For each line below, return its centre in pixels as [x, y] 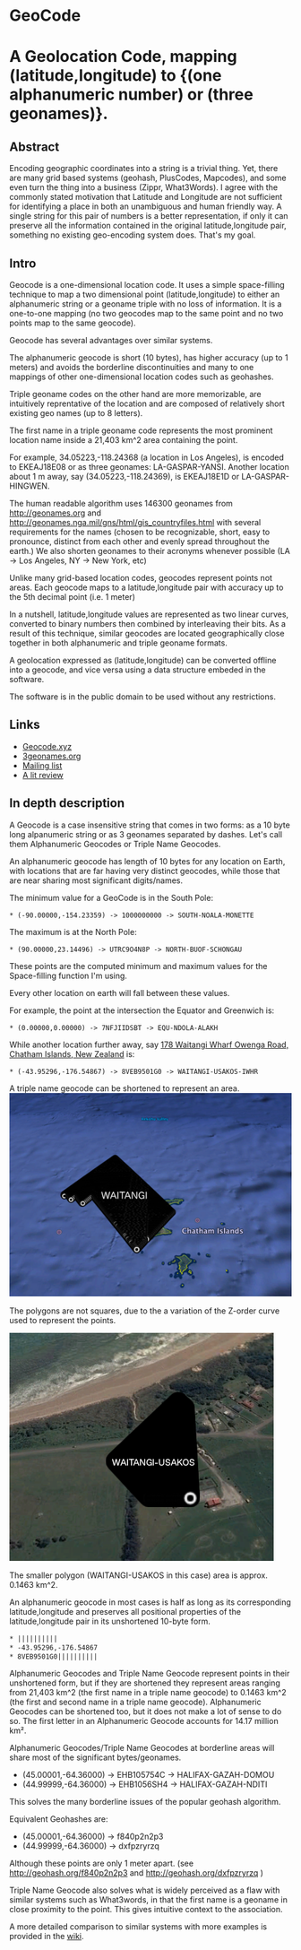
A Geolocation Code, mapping [123, 57]
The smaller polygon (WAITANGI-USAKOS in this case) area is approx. [139, 1575]
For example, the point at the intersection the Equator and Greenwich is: [142, 1010]
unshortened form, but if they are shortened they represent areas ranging [145, 1683]
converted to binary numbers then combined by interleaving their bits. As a [148, 624]
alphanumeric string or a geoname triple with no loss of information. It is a [146, 304]
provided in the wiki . [47, 1937]
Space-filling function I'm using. [69, 975]
